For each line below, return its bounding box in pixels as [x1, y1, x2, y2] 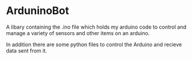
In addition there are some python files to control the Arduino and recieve [6, 41, 182, 48]
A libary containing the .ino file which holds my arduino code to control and [6, 23, 187, 30]
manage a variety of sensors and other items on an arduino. [6, 29, 150, 36]
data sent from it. [6, 47, 48, 54]
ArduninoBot [6, 4, 69, 18]
